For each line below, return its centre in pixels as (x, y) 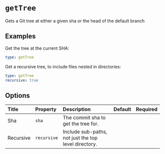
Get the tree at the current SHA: (37, 48)
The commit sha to (84, 118)
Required (147, 109)
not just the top (80, 138)
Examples (20, 36)
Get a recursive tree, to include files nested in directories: (63, 66)
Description (77, 109)
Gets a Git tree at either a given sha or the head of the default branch (75, 21)
